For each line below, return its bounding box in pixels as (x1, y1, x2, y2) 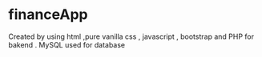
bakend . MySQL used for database (8, 40, 126, 49)
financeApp (8, 6, 88, 24)
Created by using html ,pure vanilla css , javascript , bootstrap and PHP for (8, 32, 255, 41)
